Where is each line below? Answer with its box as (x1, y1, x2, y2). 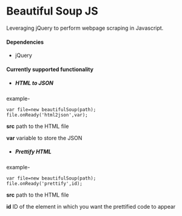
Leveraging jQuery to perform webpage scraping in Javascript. (6, 24, 164, 32)
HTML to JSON (15, 79, 53, 87)
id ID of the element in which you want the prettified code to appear (6, 203, 176, 210)
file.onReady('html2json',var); (6, 112, 88, 118)
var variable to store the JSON (6, 134, 83, 141)
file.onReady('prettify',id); (6, 180, 83, 186)
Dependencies (6, 38, 44, 46)
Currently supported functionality (6, 66, 94, 73)
